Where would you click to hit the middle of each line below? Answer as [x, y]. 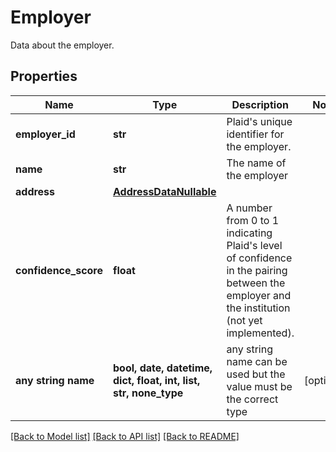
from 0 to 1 [253, 220]
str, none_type [148, 393]
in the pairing [257, 270]
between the [256, 283]
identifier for [255, 134]
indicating [249, 233]
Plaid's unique [259, 121]
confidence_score [59, 270]
